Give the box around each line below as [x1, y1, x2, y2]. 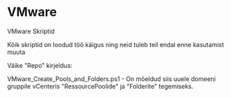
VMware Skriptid [7, 27, 55, 35]
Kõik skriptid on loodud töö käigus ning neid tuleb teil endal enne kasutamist [7, 40, 225, 48]
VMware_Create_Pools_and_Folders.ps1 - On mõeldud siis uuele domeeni [7, 74, 216, 83]
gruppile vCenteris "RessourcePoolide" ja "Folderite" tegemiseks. [7, 82, 194, 90]
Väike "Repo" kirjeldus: [7, 61, 73, 69]
